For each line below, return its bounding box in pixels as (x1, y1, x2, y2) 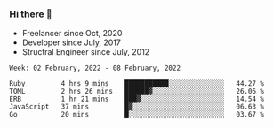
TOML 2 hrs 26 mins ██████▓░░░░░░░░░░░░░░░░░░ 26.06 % (9, 87, 265, 96)
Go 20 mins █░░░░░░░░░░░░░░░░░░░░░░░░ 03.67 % (9, 110, 265, 119)
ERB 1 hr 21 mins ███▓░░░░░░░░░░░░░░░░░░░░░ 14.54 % (9, 94, 265, 104)
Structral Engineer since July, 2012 (21, 47, 150, 57)
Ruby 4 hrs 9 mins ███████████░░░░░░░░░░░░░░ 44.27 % (9, 79, 265, 88)
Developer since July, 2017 (21, 37, 122, 48)
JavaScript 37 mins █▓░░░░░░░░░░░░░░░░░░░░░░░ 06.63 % (9, 102, 265, 111)
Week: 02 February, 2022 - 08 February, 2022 (9, 64, 181, 73)
